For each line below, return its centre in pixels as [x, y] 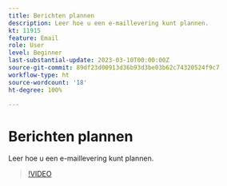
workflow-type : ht [39, 75]
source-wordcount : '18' [48, 82]
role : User [26, 46]
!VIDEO [40, 174]
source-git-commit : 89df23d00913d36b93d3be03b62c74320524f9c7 [114, 68]
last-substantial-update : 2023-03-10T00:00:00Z [89, 61]
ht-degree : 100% [35, 90]
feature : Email [34, 38]
